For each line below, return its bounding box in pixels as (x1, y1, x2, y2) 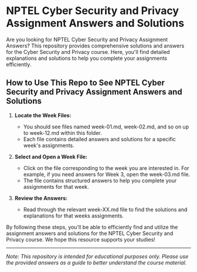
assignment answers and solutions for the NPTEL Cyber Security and (6, 230, 174, 237)
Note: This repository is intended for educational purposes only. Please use (6, 253, 189, 260)
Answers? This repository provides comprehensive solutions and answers (6, 42, 185, 49)
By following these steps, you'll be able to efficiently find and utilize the (6, 223, 178, 230)
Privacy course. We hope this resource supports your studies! (6, 236, 155, 243)
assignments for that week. (23, 183, 89, 190)
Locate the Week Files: (14, 111, 72, 118)
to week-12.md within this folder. (23, 129, 103, 136)
